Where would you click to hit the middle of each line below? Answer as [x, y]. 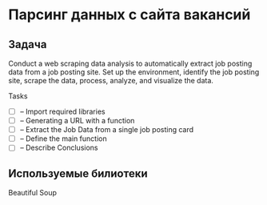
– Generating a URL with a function [77, 121]
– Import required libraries [62, 111]
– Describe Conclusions [59, 148]
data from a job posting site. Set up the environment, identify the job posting [134, 72]
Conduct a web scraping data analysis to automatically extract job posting [130, 63]
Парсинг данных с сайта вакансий [130, 15]
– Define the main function [63, 139]
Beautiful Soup [33, 193]
